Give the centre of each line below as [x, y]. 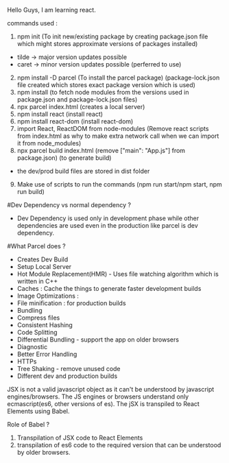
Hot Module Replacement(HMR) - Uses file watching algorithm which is [118, 274]
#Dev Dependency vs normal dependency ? [69, 205]
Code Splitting [37, 332]
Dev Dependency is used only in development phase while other [108, 218]
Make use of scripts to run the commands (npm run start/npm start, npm [120, 184]
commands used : [33, 23]
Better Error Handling [47, 354]
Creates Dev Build [43, 259]
